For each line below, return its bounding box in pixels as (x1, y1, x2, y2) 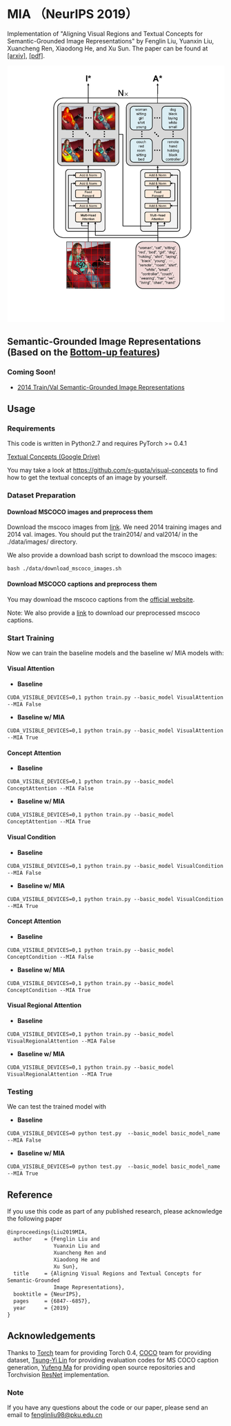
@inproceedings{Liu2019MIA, (7, 1229, 88, 1236)
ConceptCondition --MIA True (7, 987, 91, 993)
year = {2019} (13, 1305, 70, 1311)
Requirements (7, 424, 56, 433)
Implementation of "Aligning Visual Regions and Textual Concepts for (7, 29, 203, 38)
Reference (7, 1189, 53, 1200)
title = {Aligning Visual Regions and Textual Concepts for (13, 1270, 202, 1277)
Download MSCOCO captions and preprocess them (7, 580, 157, 588)
